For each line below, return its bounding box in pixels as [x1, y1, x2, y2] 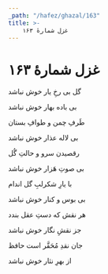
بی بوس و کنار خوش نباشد [8, 195, 86, 204]
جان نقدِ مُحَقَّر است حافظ [8, 241, 83, 250]
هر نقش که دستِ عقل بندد [8, 210, 87, 219]
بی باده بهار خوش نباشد [8, 102, 77, 112]
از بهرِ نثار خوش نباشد [8, 256, 73, 266]
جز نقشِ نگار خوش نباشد [8, 226, 82, 235]
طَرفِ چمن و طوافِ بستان [8, 118, 85, 127]
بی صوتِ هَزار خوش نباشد [8, 164, 84, 173]
